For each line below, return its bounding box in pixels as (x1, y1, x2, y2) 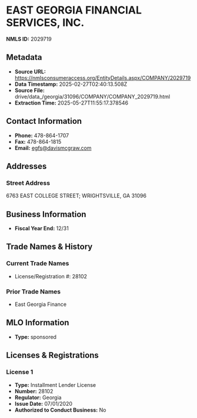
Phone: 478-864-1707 (14, 132, 69, 139)
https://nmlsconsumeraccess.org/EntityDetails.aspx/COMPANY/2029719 (14, 74, 191, 81)
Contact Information (6, 116, 82, 126)
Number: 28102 (14, 387, 54, 395)
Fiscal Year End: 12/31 (14, 225, 69, 232)
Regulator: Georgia (14, 394, 62, 401)
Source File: (14, 86, 45, 94)
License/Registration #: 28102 (14, 272, 87, 279)
